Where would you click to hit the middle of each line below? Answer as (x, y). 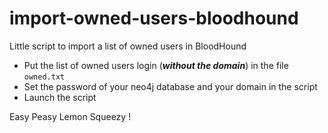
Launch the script (60, 97)
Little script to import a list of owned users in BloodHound (128, 46)
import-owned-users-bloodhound (154, 18)
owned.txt (44, 77)
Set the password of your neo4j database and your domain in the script (170, 86)
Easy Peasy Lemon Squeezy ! (70, 116)
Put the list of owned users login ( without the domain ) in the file (156, 65)
